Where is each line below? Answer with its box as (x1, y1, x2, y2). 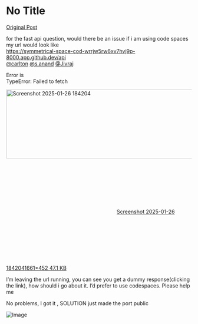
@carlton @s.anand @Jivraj (6, 60, 74, 67)
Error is (6, 71, 24, 78)
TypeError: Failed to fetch (6, 78, 68, 85)
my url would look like (6, 41, 59, 48)
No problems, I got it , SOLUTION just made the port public (6, 299, 149, 307)
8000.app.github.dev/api (6, 54, 66, 61)
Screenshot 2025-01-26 (117, 208, 175, 215)
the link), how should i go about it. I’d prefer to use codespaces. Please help (6, 282, 190, 289)
